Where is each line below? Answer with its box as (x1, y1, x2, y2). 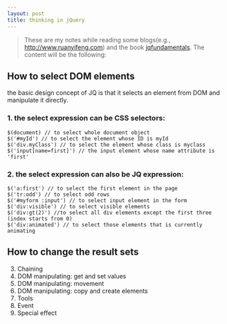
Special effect (17, 309, 57, 317)
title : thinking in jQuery (7, 17, 85, 24)
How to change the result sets (7, 246, 139, 258)
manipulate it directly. (7, 96, 69, 105)
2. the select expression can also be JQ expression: (7, 169, 184, 179)
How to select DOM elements (7, 70, 135, 82)
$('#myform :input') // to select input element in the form (7, 197, 188, 204)
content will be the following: (24, 50, 107, 59)
